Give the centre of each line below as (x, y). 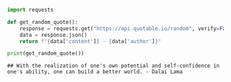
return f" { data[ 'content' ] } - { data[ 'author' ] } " (90, 41)
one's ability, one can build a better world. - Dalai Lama (95, 72)
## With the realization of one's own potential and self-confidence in (113, 66)
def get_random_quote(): (43, 22)
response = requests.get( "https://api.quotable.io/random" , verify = (120, 28)
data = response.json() (54, 35)
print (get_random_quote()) (46, 54)
